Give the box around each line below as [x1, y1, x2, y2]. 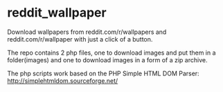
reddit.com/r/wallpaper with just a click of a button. [7, 35, 153, 43]
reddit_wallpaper [7, 5, 107, 21]
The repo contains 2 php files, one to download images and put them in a [7, 48, 216, 57]
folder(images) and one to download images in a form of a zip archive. [7, 55, 208, 64]
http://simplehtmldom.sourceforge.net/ [7, 76, 118, 84]
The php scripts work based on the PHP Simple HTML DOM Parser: [7, 69, 199, 77]
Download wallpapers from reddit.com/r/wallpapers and [7, 28, 167, 36]
